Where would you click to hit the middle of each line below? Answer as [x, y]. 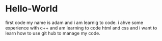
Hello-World [32, 9]
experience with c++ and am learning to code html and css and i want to [81, 27]
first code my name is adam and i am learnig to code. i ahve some [74, 22]
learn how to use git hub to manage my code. [53, 33]
